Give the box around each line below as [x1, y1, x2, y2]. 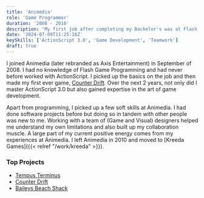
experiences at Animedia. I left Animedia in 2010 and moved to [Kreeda [6, 136, 185, 143]
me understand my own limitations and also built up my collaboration [6, 123, 179, 130]
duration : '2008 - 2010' [6, 20, 69, 26]
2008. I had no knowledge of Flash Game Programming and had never [6, 66, 183, 73]
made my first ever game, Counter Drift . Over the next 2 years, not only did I [6, 79, 197, 86]
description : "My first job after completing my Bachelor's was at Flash [6, 26, 198, 32]
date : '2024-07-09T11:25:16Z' [6, 32, 83, 38]
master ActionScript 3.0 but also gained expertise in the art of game [6, 85, 177, 93]
